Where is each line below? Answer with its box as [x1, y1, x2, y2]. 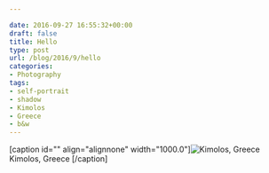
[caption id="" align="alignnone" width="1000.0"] [9, 144, 191, 155]
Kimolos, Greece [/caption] [9, 153, 108, 164]
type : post [9, 45, 50, 54]
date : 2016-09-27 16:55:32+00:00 [9, 20, 133, 29]
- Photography [9, 70, 62, 80]
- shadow [9, 95, 42, 104]
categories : [9, 62, 53, 71]
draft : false [9, 28, 58, 38]
